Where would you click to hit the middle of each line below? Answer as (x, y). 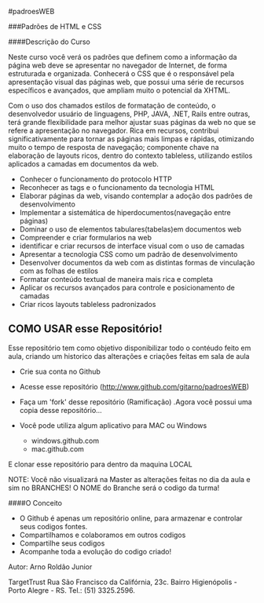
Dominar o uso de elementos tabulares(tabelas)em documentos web (130, 229)
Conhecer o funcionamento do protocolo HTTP (96, 179)
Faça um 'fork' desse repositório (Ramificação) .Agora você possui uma (136, 402)
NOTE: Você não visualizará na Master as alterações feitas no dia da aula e (129, 479)
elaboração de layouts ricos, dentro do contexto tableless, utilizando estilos (130, 155)
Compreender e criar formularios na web (85, 238)
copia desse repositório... (60, 410)
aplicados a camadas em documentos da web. (83, 164)
